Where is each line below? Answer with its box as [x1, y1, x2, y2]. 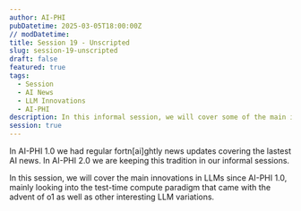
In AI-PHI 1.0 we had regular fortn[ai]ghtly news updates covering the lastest [9, 146, 291, 156]
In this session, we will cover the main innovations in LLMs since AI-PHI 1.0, [9, 173, 288, 183]
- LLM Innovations [17, 96, 87, 105]
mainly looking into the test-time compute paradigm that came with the [9, 182, 271, 192]
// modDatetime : [9, 30, 70, 38]
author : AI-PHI [9, 13, 66, 22]
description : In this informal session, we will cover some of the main [9, 113, 287, 122]
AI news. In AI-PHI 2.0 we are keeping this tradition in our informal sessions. [9, 156, 289, 165]
